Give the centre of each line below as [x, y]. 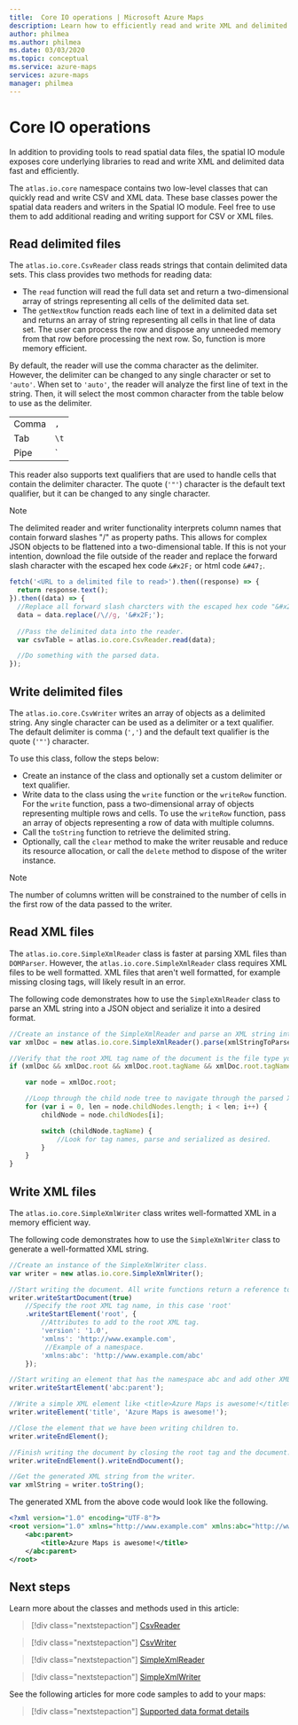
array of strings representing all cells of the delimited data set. [136, 302]
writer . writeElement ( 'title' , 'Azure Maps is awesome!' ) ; [118, 1412]
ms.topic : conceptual [49, 59]
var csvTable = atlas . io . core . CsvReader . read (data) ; [117, 639]
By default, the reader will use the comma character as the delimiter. [134, 365]
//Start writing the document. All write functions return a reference [144, 1290]
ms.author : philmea [45, 42]
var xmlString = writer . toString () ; [77, 1485]
